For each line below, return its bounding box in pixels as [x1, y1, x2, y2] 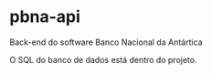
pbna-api [9, 6, 80, 27]
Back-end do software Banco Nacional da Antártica [9, 37, 203, 48]
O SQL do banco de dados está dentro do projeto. [9, 54, 197, 65]
